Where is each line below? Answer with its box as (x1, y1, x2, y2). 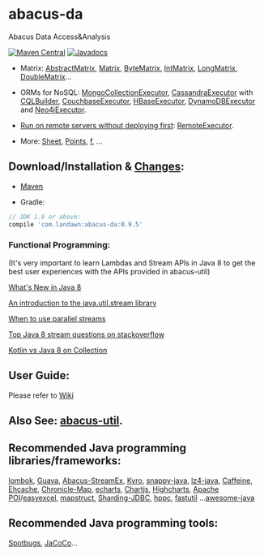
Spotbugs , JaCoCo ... (8, 537, 79, 548)
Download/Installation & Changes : (8, 160, 185, 174)
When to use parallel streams (8, 313, 106, 323)
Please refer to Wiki (8, 390, 75, 400)
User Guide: (8, 369, 70, 382)
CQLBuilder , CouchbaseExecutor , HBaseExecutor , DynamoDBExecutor (19, 96, 256, 106)
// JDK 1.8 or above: (8, 213, 82, 221)
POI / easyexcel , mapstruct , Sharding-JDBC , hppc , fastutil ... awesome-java (8, 493, 255, 502)
